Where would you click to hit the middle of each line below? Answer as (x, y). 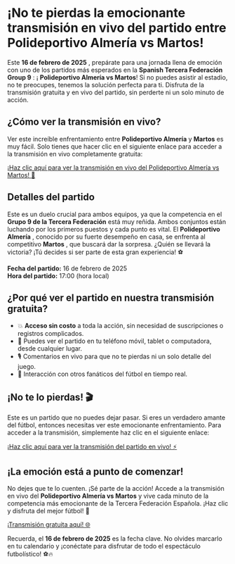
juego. (27, 367)
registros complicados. (51, 334)
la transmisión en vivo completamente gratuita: (75, 153)
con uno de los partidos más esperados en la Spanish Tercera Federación (115, 70)
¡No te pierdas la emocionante (96, 13)
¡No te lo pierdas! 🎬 (50, 397)
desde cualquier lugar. (50, 349)
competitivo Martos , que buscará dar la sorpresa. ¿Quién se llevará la (109, 244)
